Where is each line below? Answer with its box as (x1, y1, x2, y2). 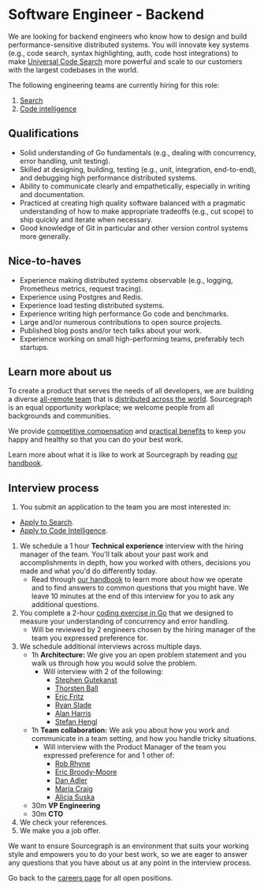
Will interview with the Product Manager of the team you (43, 743, 227, 752)
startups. (19, 342, 50, 352)
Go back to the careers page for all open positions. (8, 873, 173, 883)
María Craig (54, 784, 93, 794)
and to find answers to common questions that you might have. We (31, 583, 249, 593)
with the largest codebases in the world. (8, 65, 139, 74)
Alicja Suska (54, 792, 95, 802)
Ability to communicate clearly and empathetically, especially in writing (19, 181, 251, 191)
